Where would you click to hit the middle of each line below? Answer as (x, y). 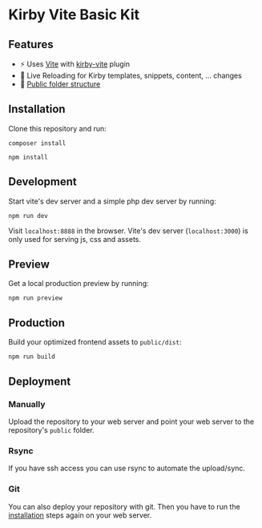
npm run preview (35, 298)
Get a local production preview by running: (79, 284)
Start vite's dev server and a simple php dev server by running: (112, 201)
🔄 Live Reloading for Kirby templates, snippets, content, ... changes (131, 75)
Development (43, 182)
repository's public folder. (51, 429)
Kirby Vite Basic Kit (74, 15)
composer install (37, 143)
